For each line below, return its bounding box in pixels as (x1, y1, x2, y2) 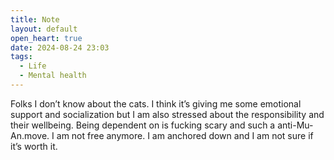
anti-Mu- (277, 119, 314, 131)
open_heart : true (10, 33, 83, 43)
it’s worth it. (10, 140, 58, 152)
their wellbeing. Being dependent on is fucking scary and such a (10, 119, 276, 131)
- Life (19, 61, 47, 71)
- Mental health (19, 71, 87, 81)
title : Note (10, 14, 60, 25)
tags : (10, 52, 33, 62)
